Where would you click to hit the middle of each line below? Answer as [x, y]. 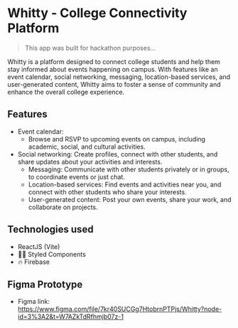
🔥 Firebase [33, 262]
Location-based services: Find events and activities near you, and [125, 184]
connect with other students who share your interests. [107, 192]
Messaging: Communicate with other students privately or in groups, [129, 169]
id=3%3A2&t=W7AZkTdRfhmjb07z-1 [71, 317]
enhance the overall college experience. [66, 92]
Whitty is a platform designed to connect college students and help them [114, 61]
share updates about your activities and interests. [90, 162]
